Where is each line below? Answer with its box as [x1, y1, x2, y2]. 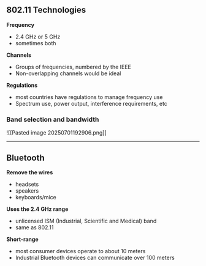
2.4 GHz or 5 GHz [15, 33, 61, 40]
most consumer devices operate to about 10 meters [15, 247, 146, 254]
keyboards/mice [15, 193, 56, 201]
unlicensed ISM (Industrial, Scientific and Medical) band [15, 217, 157, 224]
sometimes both [15, 39, 56, 46]
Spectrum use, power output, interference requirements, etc [15, 100, 167, 107]
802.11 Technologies [6, 5, 86, 15]
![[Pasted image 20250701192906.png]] [6, 129, 107, 136]
